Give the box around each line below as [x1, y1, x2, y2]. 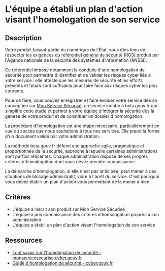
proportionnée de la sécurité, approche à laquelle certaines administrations [5, 148, 158, 154]
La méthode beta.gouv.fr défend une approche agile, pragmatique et [5, 143, 144, 149]
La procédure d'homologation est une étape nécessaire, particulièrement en [5, 123, 160, 129]
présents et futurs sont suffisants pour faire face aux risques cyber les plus [5, 83, 158, 89]
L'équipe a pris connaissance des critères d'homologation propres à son [12, 211, 159, 217]
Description [5, 34, 42, 42]
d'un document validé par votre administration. [5, 134, 100, 139]
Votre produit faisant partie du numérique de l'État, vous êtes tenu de [5, 47, 145, 52]
